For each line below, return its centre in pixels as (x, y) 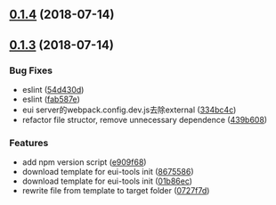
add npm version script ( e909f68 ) (84, 162)
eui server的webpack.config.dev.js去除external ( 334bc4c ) (129, 110)
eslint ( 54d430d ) (53, 90)
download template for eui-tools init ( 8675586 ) (108, 172)
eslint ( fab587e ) (51, 99)
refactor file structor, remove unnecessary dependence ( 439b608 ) (145, 120)
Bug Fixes (31, 70)
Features (29, 143)
